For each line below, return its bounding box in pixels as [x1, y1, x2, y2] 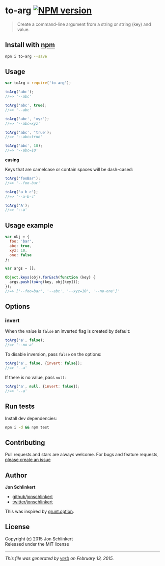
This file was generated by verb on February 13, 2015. [5, 555, 114, 561]
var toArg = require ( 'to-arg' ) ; [5, 80, 71, 86]
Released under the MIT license [5, 541, 70, 547]
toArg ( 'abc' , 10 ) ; [5, 143, 43, 148]
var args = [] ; [5, 266, 36, 271]
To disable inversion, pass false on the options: [5, 352, 102, 357]
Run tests [5, 402, 35, 411]
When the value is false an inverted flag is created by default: [5, 328, 131, 334]
